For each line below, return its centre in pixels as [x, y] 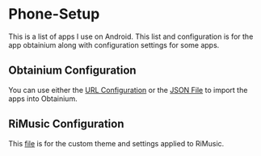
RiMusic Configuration [66, 124]
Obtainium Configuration [72, 71]
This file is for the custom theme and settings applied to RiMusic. [116, 143]
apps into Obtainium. [43, 99]
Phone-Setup [54, 14]
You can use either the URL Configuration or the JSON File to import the [128, 90]
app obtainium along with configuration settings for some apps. [114, 44]
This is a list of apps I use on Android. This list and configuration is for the [131, 36]
